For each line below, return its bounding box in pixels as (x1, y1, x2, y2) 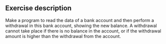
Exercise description (5, 4, 72, 12)
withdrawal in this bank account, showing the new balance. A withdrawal (5, 22, 157, 28)
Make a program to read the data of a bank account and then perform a (5, 17, 154, 23)
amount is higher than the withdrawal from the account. (5, 33, 121, 39)
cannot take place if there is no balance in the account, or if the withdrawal (5, 27, 161, 34)
